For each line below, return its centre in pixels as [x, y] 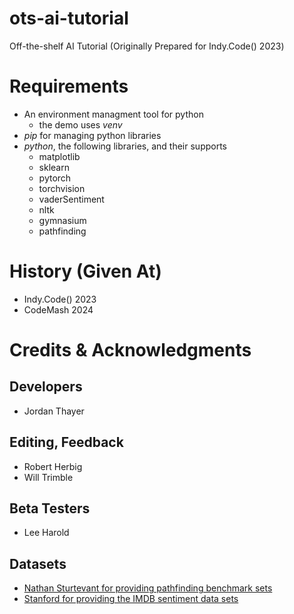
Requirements [69, 86]
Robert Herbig [53, 466]
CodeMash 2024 [58, 309]
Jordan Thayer [54, 411]
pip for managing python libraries [92, 135]
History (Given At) [85, 271]
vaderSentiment [71, 199]
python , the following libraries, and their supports [125, 146]
